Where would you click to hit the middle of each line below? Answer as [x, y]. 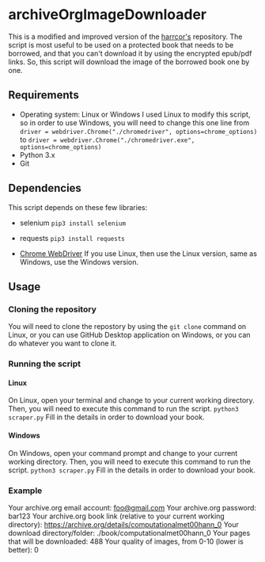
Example [25, 491]
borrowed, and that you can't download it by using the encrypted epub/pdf [130, 53]
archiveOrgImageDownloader [108, 15]
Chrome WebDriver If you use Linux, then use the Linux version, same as [138, 253]
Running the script [45, 364]
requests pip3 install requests [72, 238]
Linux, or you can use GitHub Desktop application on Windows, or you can [129, 335]
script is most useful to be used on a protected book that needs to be [121, 44]
